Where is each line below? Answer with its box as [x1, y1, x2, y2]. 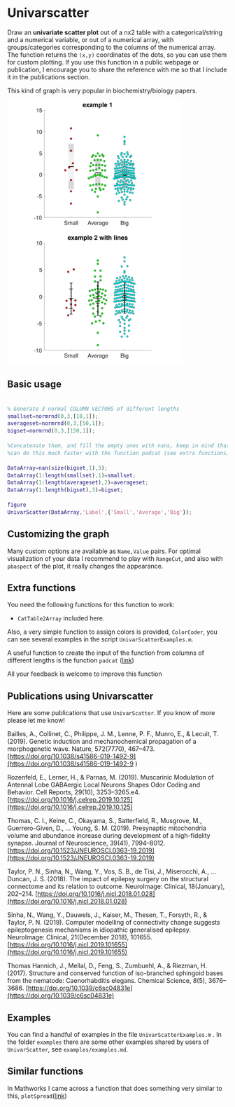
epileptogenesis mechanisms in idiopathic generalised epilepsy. [7, 925, 191, 934]
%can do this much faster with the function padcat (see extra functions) [7, 449, 230, 456]
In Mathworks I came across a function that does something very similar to [7, 1084, 222, 1092]
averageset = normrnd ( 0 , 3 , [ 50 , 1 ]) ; [7, 420, 105, 427]
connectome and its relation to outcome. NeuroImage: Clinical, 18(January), [7, 882, 225, 891]
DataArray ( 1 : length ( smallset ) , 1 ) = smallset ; [7, 472, 136, 479]
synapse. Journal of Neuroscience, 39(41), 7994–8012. [7, 839, 166, 848]
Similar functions [7, 1066, 84, 1078]
